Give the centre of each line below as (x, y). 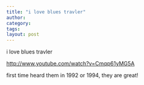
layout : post (23, 35)
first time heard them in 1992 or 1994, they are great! (72, 75)
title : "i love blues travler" (46, 12)
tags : (13, 29)
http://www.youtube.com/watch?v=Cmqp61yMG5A (70, 64)
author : (16, 18)
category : (19, 23)
